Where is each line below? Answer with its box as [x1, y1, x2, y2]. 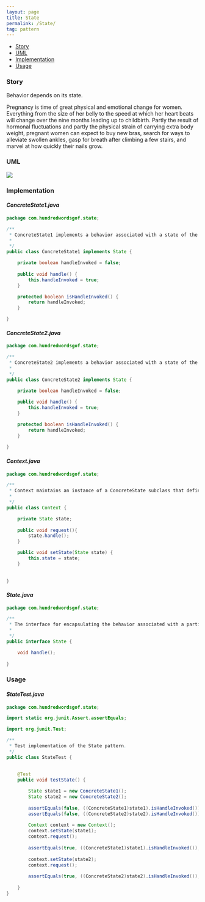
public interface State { [6, 638, 72, 645]
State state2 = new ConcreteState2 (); [28, 794, 127, 800]
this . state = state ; [28, 555, 81, 561]
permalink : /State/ [6, 20, 56, 26]
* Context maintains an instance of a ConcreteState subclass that [9, 487, 184, 494]
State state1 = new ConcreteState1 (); [28, 788, 127, 794]
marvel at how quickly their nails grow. [6, 142, 103, 150]
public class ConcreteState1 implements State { [6, 249, 132, 255]
